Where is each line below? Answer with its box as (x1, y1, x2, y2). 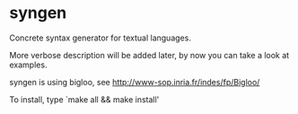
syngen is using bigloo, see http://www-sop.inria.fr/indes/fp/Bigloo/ (9, 76, 260, 87)
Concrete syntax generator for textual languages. (9, 32, 191, 43)
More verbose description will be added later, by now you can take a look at (9, 49, 290, 60)
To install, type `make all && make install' (9, 93, 160, 105)
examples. (9, 59, 48, 70)
